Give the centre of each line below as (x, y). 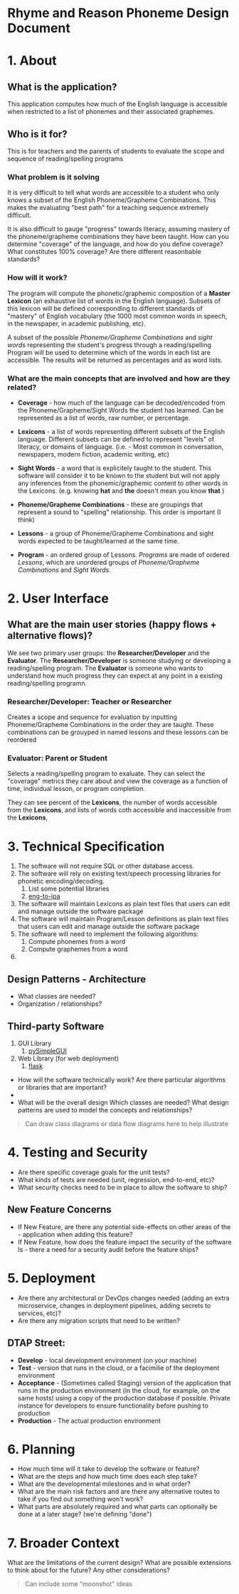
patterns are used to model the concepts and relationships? (105, 1110)
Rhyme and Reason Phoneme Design (118, 13)
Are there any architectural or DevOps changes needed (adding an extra (123, 1298)
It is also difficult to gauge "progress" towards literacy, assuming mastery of (119, 229)
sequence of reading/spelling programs (65, 159)
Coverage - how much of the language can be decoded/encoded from (121, 403)
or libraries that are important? (62, 1088)
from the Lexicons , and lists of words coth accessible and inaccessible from (119, 810)
